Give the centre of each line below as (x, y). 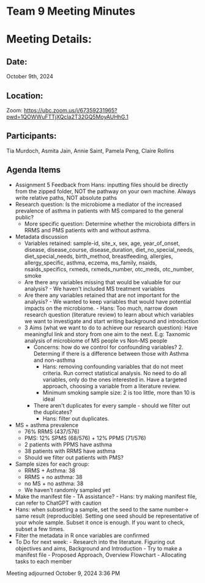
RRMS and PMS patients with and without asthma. (88, 230)
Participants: (32, 136)
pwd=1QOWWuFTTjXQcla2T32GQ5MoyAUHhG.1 (67, 117)
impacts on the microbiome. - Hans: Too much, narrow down (101, 308)
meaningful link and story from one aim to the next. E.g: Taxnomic (107, 334)
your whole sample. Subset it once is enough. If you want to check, (100, 522)
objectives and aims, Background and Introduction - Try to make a (99, 548)
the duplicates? (53, 412)
